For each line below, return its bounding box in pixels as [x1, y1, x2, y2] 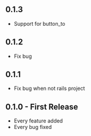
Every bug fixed [13, 124, 52, 131]
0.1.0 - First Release [5, 102, 78, 111]
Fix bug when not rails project [13, 85, 85, 92]
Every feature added [13, 117, 63, 124]
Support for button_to [13, 20, 65, 27]
